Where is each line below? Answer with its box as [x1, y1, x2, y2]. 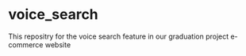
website [44, 39, 71, 49]
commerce [8, 39, 44, 49]
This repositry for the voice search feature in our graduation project [8, 32, 229, 41]
